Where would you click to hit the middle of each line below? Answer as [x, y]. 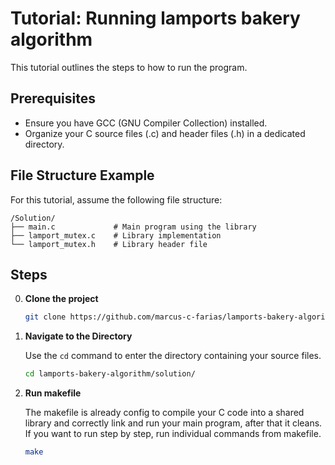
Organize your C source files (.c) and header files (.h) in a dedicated [165, 133]
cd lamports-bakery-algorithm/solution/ [110, 374]
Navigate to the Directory [78, 336]
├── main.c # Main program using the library [133, 227]
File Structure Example [82, 175]
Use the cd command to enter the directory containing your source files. [173, 356]
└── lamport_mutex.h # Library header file [109, 244]
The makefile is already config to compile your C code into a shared [164, 413]
